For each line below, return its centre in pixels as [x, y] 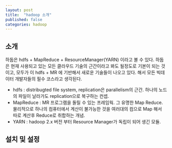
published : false [24, 19]
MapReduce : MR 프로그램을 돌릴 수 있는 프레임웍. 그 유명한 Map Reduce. [88, 102]
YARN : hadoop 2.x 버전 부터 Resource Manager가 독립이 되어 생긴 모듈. [87, 122]
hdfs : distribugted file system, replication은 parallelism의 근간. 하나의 [85, 90]
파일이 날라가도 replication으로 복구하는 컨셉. [64, 96]
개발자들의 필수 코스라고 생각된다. [48, 79]
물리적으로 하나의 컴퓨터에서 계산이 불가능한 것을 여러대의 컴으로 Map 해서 [87, 109]
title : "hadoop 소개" [28, 15]
